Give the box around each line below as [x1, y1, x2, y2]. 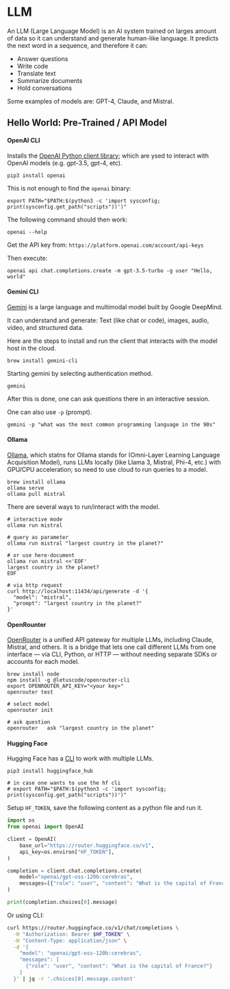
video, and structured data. [7, 323, 84, 331]
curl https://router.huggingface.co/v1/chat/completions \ [7, 924, 179, 931]
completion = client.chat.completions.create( [7, 867, 142, 874]
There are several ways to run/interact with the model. [7, 502, 160, 511]
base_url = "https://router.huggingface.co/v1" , [19, 842, 155, 849]
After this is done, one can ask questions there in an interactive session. [7, 394, 210, 403]
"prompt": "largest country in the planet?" [13, 599, 142, 607]
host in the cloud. [7, 344, 56, 352]
